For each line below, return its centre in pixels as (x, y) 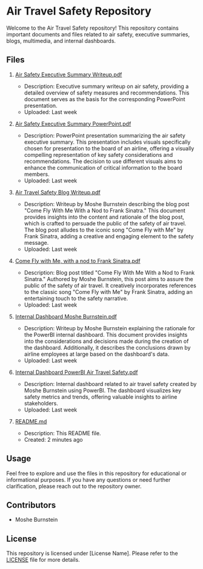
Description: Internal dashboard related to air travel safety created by (110, 384)
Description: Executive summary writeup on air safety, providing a (106, 86)
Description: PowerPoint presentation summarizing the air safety (105, 135)
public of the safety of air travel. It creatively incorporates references (110, 285)
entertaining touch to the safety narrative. (76, 298)
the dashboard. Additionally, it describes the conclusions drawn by (107, 347)
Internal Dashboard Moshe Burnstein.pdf (66, 316)
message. (36, 242)
